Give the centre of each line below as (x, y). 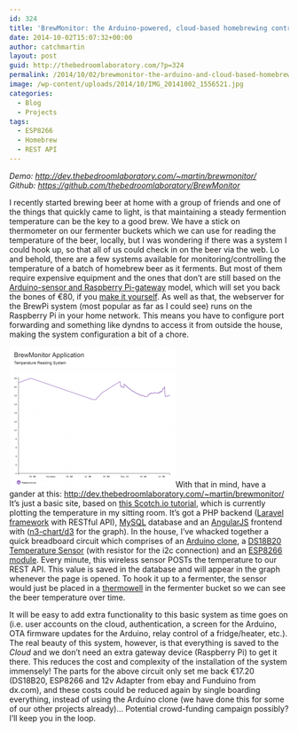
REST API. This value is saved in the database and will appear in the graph (145, 569)
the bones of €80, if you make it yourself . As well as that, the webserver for (147, 296)
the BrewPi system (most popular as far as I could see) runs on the (131, 306)
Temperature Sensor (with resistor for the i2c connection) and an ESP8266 (146, 550)
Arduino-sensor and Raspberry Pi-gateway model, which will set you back (145, 287)
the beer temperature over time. (67, 597)
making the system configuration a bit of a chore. (99, 334)
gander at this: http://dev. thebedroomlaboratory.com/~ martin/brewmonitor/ (147, 494)
